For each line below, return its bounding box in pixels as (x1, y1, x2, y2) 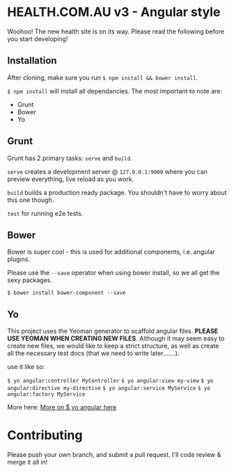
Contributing (7, 428, 83, 443)
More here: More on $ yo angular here (7, 403, 117, 412)
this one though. (7, 196, 54, 204)
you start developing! (7, 34, 68, 42)
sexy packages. (7, 276, 52, 284)
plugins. (7, 255, 30, 263)
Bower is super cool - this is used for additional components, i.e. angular (7, 248, 216, 256)
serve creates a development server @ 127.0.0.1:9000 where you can (7, 167, 208, 176)
